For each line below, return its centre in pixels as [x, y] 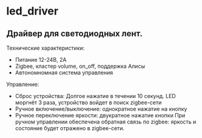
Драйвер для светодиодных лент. [74, 34]
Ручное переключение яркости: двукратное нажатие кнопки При [100, 115]
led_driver [32, 11]
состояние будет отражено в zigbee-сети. [70, 128]
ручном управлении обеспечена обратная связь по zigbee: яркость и [106, 122]
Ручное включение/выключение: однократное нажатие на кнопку [101, 109]
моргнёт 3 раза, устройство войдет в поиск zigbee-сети [88, 102]
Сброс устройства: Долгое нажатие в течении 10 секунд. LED [95, 96]
